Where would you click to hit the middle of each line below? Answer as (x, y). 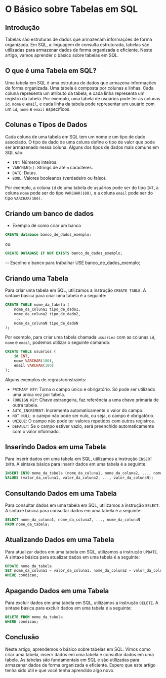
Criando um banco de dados (49, 214)
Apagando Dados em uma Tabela (57, 591)
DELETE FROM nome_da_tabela (34, 617)
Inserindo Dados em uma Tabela (56, 447)
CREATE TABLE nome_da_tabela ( (37, 305)
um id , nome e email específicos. (38, 109)
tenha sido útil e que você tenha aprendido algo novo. (60, 670)
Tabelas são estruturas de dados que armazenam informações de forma (79, 39)
